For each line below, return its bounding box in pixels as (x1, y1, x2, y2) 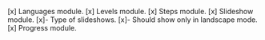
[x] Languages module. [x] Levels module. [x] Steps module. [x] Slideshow (7, 7, 254, 16)
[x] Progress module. (7, 24, 77, 32)
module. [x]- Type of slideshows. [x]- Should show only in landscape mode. (7, 15, 258, 24)
